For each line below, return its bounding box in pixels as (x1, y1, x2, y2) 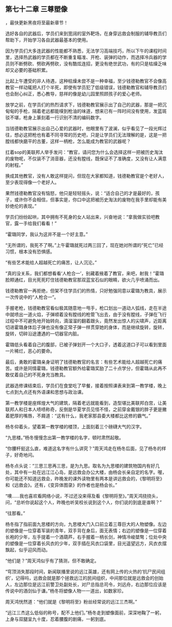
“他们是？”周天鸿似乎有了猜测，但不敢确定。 (5, 557, 99, 563)
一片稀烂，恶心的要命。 (5, 348, 55, 354)
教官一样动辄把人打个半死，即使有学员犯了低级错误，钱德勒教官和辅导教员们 (5, 84, 167, 90)
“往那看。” (5, 510, 26, 516)
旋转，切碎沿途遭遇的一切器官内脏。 (5, 330, 82, 337)
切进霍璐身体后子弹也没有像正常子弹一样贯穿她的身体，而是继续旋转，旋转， (5, 324, 167, 330)
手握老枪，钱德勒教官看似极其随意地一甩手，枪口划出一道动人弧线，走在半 (5, 305, 162, 311)
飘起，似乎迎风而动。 (5, 546, 50, 553)
